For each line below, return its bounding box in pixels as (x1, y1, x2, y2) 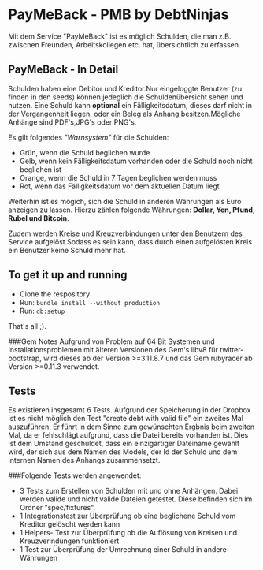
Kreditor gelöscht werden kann (19, 520, 120, 529)
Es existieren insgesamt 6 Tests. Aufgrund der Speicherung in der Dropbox (8, 405, 251, 415)
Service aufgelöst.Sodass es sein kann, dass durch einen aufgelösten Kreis (8, 237, 253, 246)
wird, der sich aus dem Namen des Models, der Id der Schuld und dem (8, 447, 238, 456)
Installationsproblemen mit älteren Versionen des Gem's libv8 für (8, 345, 218, 354)
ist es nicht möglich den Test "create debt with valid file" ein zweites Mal (8, 414, 244, 423)
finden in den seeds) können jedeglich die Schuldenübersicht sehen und (8, 92, 243, 102)
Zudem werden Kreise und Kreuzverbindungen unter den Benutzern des (8, 229, 243, 238)
